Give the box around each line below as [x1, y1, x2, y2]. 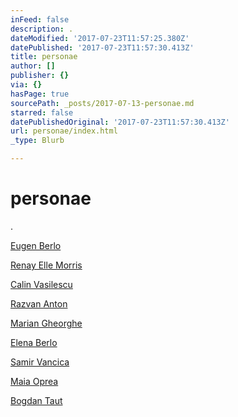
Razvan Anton [10, 297, 68, 310]
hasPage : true [10, 89, 70, 99]
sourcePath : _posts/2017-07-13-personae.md [10, 98, 195, 108]
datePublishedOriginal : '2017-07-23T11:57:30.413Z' [10, 117, 230, 127]
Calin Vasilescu [10, 278, 73, 290]
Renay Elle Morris [10, 259, 83, 271]
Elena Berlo [10, 336, 58, 348]
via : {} [10, 80, 43, 90]
